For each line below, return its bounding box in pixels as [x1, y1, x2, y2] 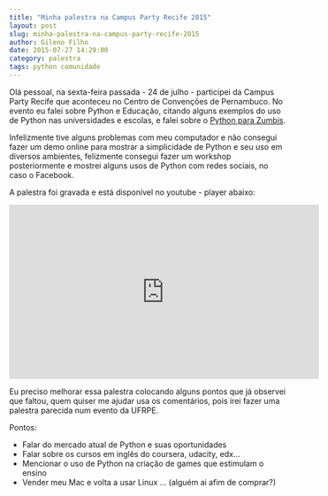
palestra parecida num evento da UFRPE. [9, 405, 159, 415]
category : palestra [9, 54, 81, 63]
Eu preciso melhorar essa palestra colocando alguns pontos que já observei [9, 386, 286, 397]
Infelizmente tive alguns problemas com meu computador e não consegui [9, 132, 278, 143]
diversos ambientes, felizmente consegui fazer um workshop [9, 151, 232, 161]
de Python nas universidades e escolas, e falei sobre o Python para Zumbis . [9, 114, 286, 125]
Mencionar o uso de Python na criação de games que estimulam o [21, 458, 264, 469]
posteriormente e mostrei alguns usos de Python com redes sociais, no [9, 160, 269, 171]
